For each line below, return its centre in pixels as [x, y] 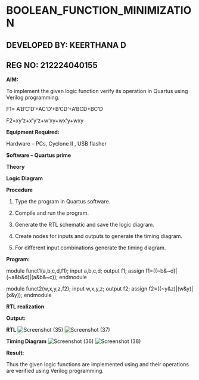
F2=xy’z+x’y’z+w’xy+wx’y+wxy [45, 121]
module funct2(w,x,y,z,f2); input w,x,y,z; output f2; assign [77, 289]
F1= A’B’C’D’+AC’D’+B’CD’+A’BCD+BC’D [55, 109]
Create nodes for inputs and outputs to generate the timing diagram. [99, 236]
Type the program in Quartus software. [63, 202]
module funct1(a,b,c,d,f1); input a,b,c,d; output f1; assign [75, 271]
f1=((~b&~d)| [161, 271]
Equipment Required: [33, 132]
